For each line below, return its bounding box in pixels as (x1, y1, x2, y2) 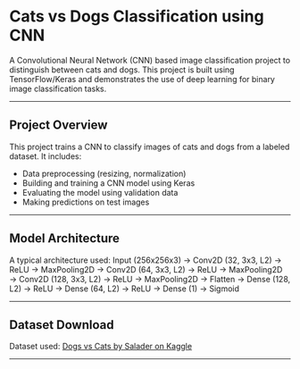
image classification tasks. (9, 83, 107, 94)
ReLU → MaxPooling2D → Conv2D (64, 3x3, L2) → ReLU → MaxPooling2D (9, 264, 283, 274)
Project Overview (9, 118, 108, 133)
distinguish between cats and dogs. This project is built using (9, 64, 235, 75)
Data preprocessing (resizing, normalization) (21, 168, 187, 179)
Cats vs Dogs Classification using (9, 6, 265, 27)
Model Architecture (9, 231, 121, 247)
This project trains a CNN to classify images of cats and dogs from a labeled (9, 141, 290, 152)
